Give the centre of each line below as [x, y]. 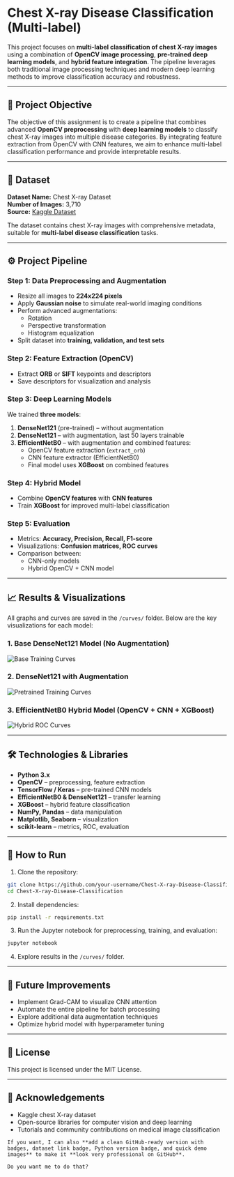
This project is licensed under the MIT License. [75, 1069]
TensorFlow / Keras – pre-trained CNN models [84, 789]
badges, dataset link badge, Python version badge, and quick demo [107, 1148]
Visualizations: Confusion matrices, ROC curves [87, 546]
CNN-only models [54, 561]
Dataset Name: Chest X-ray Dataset [59, 197]
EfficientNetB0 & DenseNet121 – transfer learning [89, 797]
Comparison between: [49, 554]
